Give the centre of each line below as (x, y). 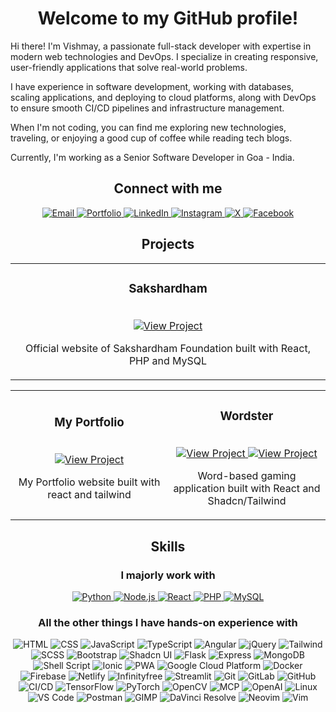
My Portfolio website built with (89, 482)
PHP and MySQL (168, 361)
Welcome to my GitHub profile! (168, 18)
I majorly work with (168, 575)
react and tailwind (89, 495)
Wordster (246, 416)
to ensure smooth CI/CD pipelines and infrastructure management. (147, 108)
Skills (168, 546)
